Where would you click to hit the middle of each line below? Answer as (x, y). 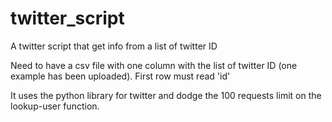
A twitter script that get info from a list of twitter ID (114, 46)
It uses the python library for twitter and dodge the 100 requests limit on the (166, 95)
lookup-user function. (55, 106)
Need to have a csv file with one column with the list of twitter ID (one (154, 65)
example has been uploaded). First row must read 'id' (120, 76)
